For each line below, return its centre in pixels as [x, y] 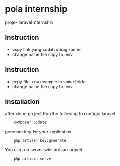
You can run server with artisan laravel [43, 150]
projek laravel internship [29, 22]
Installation [22, 102]
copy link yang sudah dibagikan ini [47, 49]
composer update [30, 122]
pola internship [36, 9]
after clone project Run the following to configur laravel [60, 114]
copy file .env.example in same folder [50, 82]
